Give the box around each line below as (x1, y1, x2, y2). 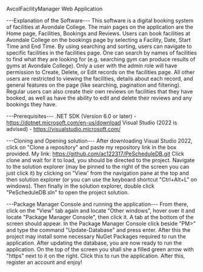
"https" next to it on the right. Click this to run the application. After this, (6, 252, 185, 259)
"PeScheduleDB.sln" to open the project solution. (6, 189, 129, 196)
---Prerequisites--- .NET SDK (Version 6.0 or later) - (6, 112, 137, 120)
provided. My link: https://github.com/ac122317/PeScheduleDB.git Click (6, 150, 185, 157)
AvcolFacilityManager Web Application (6, 5, 103, 12)
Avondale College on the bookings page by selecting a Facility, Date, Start (6, 36, 191, 43)
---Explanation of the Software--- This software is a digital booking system (6, 17, 194, 24)
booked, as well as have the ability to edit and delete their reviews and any (6, 94, 192, 101)
